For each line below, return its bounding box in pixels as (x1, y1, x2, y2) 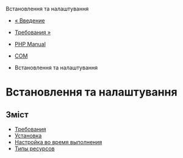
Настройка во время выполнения (14, 139, 102, 145)
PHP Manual (14, 41, 46, 47)
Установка (14, 132, 42, 139)
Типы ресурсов (14, 145, 55, 152)
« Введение (14, 17, 45, 24)
